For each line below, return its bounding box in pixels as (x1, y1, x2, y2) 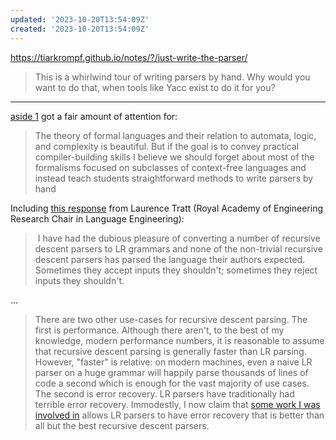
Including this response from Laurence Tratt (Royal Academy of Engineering (10, 202, 323, 214)
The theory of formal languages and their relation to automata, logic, (34, 129, 317, 141)
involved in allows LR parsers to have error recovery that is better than (34, 409, 325, 421)
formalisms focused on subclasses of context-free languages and (34, 161, 307, 173)
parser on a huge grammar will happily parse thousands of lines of (34, 366, 309, 378)
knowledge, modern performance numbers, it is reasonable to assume (34, 334, 325, 346)
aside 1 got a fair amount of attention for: (10, 110, 178, 122)
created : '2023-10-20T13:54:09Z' (10, 24, 150, 34)
